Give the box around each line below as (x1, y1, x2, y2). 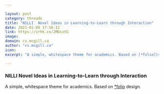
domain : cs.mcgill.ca (5, 38, 49, 44)
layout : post (5, 11, 32, 16)
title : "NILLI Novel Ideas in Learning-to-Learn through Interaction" (5, 20, 154, 25)
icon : (5, 47, 16, 53)
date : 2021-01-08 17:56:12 (5, 25, 60, 30)
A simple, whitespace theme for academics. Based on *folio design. (5, 83, 142, 89)
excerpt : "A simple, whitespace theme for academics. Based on (5, 52, 137, 57)
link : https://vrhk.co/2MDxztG (5, 30, 69, 35)
